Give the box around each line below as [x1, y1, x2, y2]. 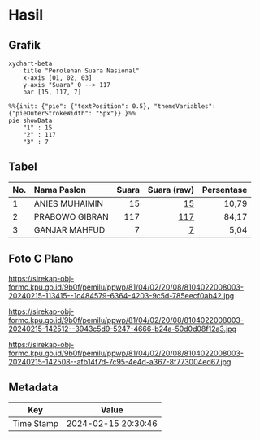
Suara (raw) [147, 184, 195, 195]
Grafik [8, 38, 41, 52]
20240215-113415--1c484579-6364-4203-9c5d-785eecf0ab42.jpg [8, 290, 235, 300]
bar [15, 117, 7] [23, 88, 82, 96]
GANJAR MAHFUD [33, 224, 106, 235]
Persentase [201, 184, 248, 195]
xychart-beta [8, 59, 53, 68]
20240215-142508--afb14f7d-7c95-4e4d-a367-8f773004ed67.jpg [8, 356, 232, 367]
